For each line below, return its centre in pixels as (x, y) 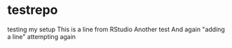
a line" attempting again (41, 36)
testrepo (33, 10)
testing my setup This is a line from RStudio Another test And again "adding (116, 29)
